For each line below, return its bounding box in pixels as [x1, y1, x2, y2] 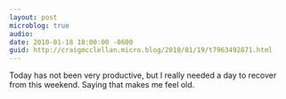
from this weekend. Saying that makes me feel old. [9, 80, 195, 90]
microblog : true [9, 21, 69, 30]
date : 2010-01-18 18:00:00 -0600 [9, 37, 134, 47]
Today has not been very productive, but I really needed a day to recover [9, 70, 277, 80]
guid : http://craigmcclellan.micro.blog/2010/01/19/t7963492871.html [9, 46, 274, 55]
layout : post [9, 12, 58, 22]
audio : [9, 29, 34, 38]
